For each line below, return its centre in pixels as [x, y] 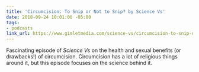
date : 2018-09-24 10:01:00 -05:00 [49, 17]
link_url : [18, 34]
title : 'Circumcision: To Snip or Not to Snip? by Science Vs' [86, 12]
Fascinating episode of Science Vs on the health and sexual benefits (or [94, 50]
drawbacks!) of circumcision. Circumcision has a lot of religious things [92, 57]
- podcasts [20, 28]
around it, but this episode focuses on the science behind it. [79, 63]
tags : [13, 22]
